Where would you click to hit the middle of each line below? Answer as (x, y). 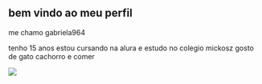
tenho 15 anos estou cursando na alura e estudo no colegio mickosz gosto (131, 48)
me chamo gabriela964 (47, 32)
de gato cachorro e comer (51, 56)
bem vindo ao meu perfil (70, 13)
